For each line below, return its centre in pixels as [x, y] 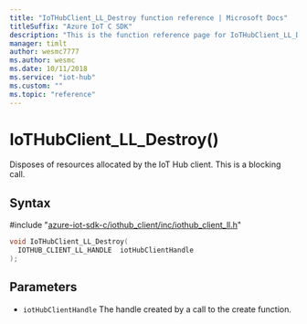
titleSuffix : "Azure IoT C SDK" [71, 26]
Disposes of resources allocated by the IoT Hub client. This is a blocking [145, 164]
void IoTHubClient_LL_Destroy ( [69, 242]
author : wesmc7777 [44, 52]
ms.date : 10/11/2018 [49, 69]
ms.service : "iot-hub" [53, 78]
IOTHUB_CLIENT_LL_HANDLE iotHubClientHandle [106, 251]
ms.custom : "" [37, 86]
